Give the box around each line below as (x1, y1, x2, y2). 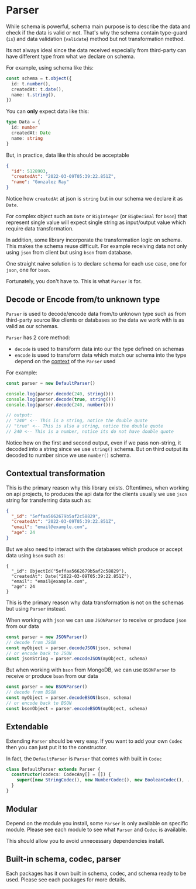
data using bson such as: (6, 552, 66, 559)
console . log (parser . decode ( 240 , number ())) (6, 402, 114, 408)
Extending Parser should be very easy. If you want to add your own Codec (6, 738, 183, 745)
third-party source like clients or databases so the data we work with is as (6, 316, 184, 323)
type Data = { (6, 119, 41, 125)
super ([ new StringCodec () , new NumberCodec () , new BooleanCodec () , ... (16, 777, 195, 783)
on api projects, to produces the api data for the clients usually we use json (6, 490, 187, 497)
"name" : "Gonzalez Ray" (11, 179, 69, 185)
